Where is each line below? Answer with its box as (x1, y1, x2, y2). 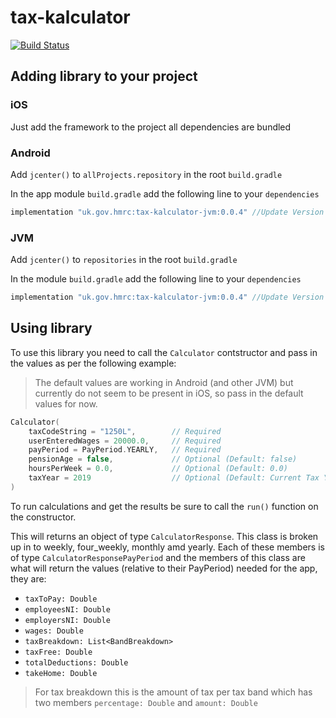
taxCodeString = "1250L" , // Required (28, 426, 222, 436)
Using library (10, 320, 93, 337)
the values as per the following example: (10, 357, 177, 369)
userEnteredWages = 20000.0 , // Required (28, 436, 222, 446)
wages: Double (24, 626, 84, 636)
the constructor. (10, 511, 77, 523)
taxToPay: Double (24, 594, 98, 604)
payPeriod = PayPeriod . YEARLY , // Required (28, 445, 222, 455)
